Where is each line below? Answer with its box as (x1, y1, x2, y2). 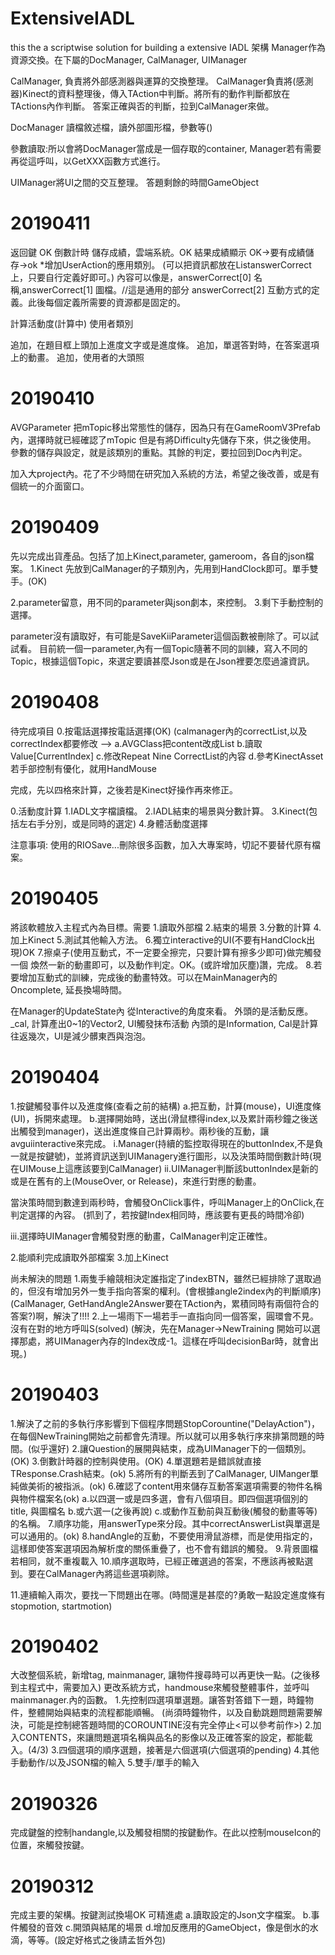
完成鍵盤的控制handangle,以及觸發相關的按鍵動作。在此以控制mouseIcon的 (10, 1827, 322, 1839)
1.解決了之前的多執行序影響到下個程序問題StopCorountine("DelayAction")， (10, 1417, 320, 1429)
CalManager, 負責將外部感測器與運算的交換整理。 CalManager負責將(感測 (10, 75, 314, 87)
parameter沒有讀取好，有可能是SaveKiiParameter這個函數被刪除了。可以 (10, 630, 311, 642)
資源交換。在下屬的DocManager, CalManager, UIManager (10, 53, 248, 66)
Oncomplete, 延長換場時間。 (10, 983, 128, 996)
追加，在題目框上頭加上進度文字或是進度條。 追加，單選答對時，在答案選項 (10, 338, 320, 351)
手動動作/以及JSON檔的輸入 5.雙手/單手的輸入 (10, 1757, 200, 1769)
